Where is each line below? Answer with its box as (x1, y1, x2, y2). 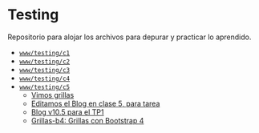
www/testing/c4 (18, 75, 71, 83)
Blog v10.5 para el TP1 (30, 107, 104, 117)
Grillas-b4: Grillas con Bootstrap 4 (30, 115, 144, 125)
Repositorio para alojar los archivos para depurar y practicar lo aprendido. (7, 32, 252, 42)
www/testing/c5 (18, 83, 71, 91)
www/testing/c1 (18, 49, 71, 57)
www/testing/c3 (18, 66, 71, 74)
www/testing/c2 (18, 58, 71, 66)
